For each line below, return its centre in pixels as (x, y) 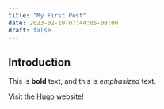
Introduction (40, 62)
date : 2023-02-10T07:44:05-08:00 (63, 23)
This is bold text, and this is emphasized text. (82, 81)
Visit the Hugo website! (46, 96)
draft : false (30, 30)
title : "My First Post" (48, 15)
